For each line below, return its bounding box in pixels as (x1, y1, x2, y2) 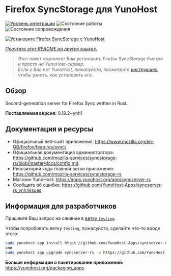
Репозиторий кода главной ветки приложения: (12, 165, 115, 171)
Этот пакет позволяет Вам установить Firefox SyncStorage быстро (17, 55, 163, 62)
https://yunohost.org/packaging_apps (5, 265, 84, 271)
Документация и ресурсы (5, 125, 94, 134)
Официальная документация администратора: (12, 149, 115, 155)
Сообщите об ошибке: (12, 182, 61, 188)
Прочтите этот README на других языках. (5, 45, 98, 52)
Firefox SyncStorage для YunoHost (5, 4, 158, 15)
